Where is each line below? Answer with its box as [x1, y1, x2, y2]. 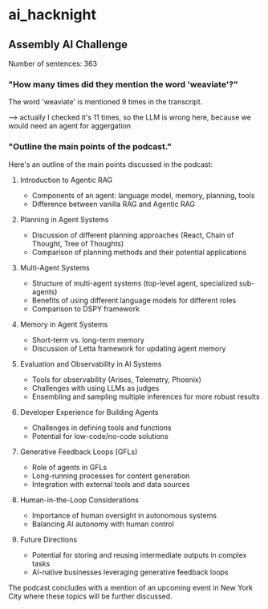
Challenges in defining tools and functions [31, 423, 172, 432]
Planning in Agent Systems [19, 214, 110, 224]
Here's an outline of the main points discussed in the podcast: [8, 159, 213, 169]
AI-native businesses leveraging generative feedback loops [31, 567, 229, 577]
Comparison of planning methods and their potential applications [31, 247, 247, 257]
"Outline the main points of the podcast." [8, 141, 173, 152]
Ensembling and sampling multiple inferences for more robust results [31, 392, 260, 401]
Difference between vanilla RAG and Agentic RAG [31, 199, 195, 209]
